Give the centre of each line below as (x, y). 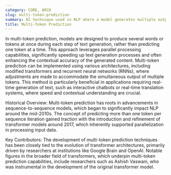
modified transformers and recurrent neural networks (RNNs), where (77, 71)
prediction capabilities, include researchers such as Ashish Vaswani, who (82, 162)
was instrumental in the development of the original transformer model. (80, 167)
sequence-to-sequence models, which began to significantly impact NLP (82, 108)
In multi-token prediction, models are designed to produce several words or (84, 39)
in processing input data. (31, 130)
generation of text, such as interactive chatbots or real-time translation (90, 88)
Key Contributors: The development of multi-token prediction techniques (81, 140)
